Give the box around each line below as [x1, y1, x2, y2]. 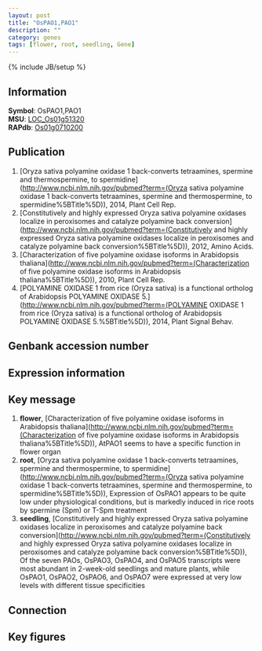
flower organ [19, 447, 61, 457]
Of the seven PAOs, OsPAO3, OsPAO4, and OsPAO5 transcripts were [19, 556, 241, 565]
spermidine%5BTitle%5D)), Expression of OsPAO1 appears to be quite [19, 489, 246, 498]
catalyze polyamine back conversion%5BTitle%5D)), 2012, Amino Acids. [19, 241, 254, 251]
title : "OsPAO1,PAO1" [8, 19, 79, 27]
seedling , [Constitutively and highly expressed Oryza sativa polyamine [19, 514, 249, 524]
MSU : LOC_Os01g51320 [8, 114, 85, 123]
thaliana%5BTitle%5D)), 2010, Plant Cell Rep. [19, 274, 166, 284]
